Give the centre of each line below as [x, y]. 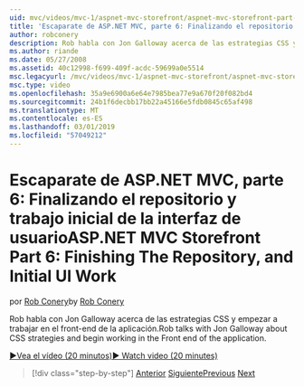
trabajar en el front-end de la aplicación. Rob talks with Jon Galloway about [148, 328]
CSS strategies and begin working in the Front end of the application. [138, 338]
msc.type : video [40, 85]
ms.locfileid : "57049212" [58, 136]
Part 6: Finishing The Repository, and [152, 257]
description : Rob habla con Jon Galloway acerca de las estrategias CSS [149, 43]
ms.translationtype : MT [54, 110]
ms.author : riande [44, 52]
